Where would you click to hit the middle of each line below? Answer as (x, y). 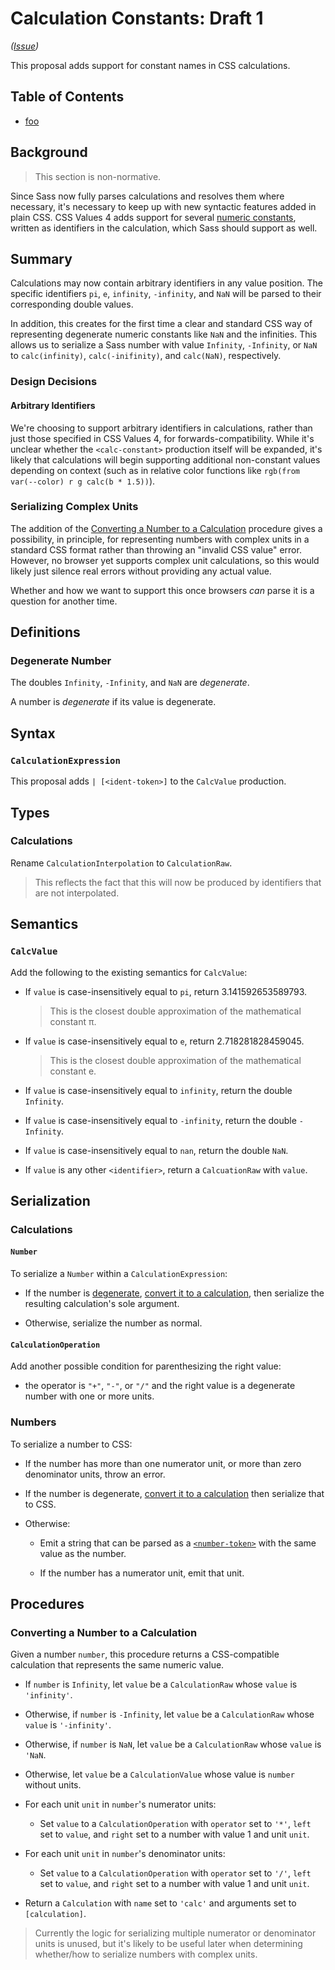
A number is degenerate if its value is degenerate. (113, 702)
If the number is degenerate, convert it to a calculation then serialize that (174, 1493)
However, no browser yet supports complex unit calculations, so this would (165, 560)
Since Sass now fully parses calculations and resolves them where (147, 196)
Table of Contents (67, 97)
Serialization (50, 1200)
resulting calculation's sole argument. (102, 1304)
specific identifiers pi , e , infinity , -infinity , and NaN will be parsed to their (166, 294)
